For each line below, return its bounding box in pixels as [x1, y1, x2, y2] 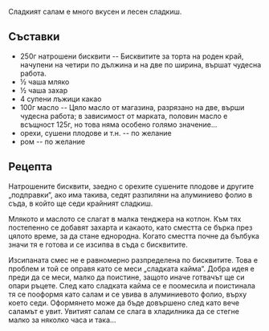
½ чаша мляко [19, 76, 70, 87]
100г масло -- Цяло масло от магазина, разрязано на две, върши [19, 102, 245, 112]
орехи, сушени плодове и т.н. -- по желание [19, 128, 172, 137]
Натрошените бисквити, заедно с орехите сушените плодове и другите [8, 181, 255, 191]
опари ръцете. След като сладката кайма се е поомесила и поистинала [8, 280, 255, 290]
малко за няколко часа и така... [8, 315, 116, 325]
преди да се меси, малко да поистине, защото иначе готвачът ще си [8, 272, 245, 282]
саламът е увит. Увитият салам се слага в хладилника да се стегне [8, 306, 239, 316]
